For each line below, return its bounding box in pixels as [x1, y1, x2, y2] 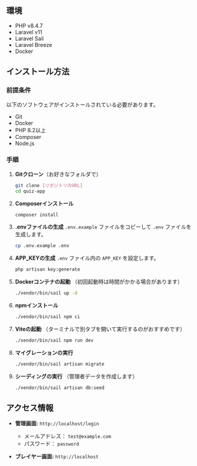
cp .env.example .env [14, 243, 69, 249]
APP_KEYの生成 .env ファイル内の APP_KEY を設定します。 [14, 254, 160, 262]
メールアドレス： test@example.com [23, 432, 111, 440]
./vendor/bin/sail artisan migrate [14, 361, 105, 367]
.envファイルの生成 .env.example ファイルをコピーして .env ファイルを [14, 223, 192, 230]
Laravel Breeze [14, 41, 52, 48]
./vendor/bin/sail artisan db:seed [14, 384, 105, 391]
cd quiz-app [14, 188, 45, 194]
